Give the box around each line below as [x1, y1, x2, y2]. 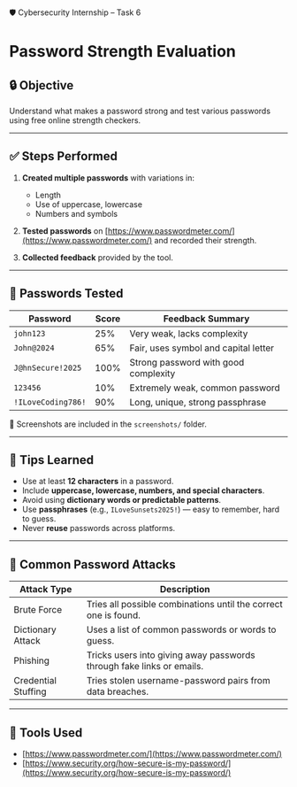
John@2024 [13, 343, 55, 352]
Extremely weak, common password [129, 382, 280, 394]
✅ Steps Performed [9, 149, 118, 164]
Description [159, 583, 210, 596]
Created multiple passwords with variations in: [21, 172, 194, 183]
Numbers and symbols [34, 208, 118, 219]
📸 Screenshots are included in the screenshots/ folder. [9, 419, 208, 429]
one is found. [86, 609, 141, 621]
